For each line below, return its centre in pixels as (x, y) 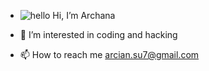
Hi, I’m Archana (84, 15)
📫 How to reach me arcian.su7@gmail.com (109, 54)
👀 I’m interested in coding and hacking (98, 34)
